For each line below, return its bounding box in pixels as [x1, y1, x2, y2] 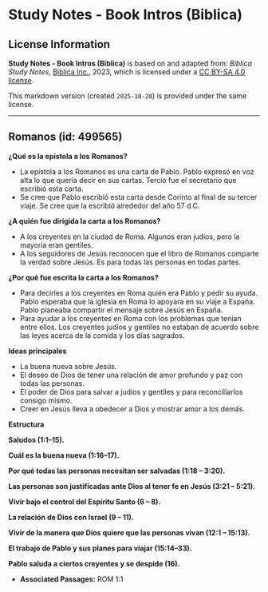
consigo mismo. [19, 395, 73, 405]
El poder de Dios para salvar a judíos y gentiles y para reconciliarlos [19, 387, 243, 396]
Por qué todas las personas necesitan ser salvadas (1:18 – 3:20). [8, 466, 226, 475]
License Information [8, 38, 110, 51]
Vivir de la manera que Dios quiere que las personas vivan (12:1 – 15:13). [8, 527, 250, 537]
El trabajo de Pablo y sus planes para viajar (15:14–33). [8, 543, 193, 553]
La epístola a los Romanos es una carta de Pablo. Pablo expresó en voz [19, 166, 254, 177]
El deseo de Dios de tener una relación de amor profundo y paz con [19, 370, 243, 379]
